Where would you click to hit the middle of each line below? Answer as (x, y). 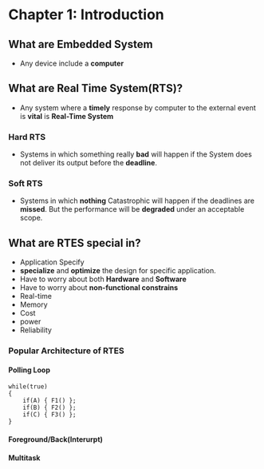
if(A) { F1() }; (50, 401)
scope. (31, 218)
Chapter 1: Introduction (87, 15)
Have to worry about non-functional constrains (99, 288)
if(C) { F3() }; (50, 415)
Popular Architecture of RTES (67, 351)
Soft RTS (26, 184)
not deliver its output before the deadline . (89, 163)
